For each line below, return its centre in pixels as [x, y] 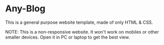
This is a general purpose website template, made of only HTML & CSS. [79, 22]
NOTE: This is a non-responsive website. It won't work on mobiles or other [82, 32]
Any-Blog [25, 9]
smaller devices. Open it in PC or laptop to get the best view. [68, 37]
